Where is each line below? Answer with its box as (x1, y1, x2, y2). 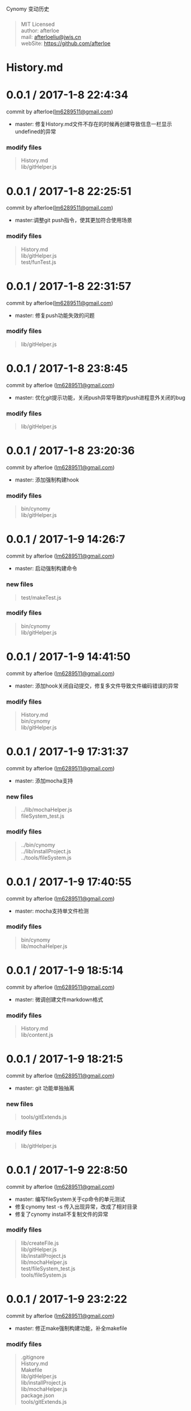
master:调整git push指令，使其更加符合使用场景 (14, 217, 133, 224)
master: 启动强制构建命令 (14, 565, 78, 572)
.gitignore (20, 1353, 45, 1361)
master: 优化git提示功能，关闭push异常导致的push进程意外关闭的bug (14, 394, 186, 401)
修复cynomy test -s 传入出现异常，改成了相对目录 (14, 1203, 138, 1210)
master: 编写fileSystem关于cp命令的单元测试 (14, 1195, 125, 1203)
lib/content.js (20, 1032, 54, 1039)
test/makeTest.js (20, 594, 62, 601)
